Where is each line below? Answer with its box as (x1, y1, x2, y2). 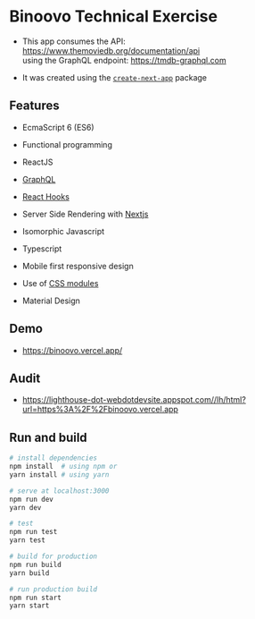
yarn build (9, 568, 50, 578)
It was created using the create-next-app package (21, 72, 208, 82)
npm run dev (9, 495, 53, 504)
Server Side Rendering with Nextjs (21, 208, 149, 219)
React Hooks (21, 191, 70, 202)
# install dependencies (9, 454, 98, 462)
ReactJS (21, 157, 53, 167)
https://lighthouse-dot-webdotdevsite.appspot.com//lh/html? (21, 394, 247, 405)
